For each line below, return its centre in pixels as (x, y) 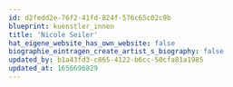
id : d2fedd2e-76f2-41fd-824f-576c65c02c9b (90, 18)
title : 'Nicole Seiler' (53, 34)
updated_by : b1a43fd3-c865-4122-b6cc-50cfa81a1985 (106, 60)
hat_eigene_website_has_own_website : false (92, 43)
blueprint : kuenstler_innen (62, 26)
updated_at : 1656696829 (53, 69)
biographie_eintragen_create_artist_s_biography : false (116, 52)
